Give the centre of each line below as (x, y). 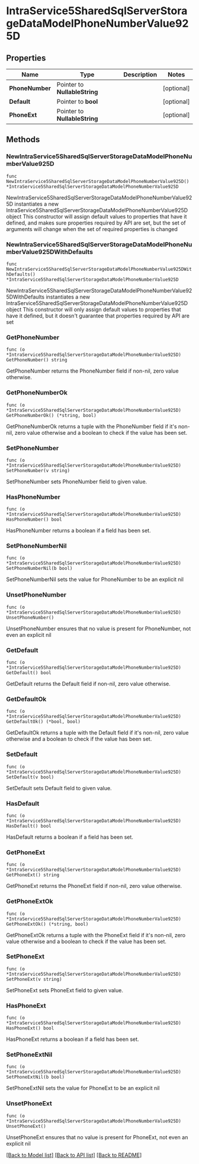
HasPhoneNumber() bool (34, 520)
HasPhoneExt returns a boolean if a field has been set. (73, 1039)
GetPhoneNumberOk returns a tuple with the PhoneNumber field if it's (92, 426)
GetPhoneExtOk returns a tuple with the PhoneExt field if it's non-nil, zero (96, 935)
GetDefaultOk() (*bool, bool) (44, 722)
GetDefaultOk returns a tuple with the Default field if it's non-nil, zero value (97, 733)
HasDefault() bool (29, 826)
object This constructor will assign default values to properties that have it (97, 216)
